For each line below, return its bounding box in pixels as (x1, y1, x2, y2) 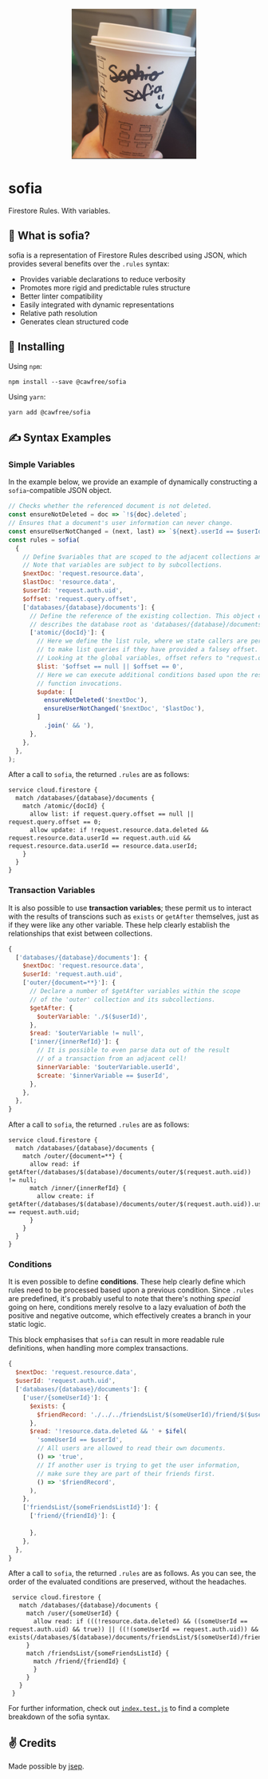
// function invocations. (37, 679, 124, 687)
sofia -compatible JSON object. (8, 486, 112, 495)
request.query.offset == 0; (8, 818, 102, 827)
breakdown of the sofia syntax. (8, 1712, 110, 1721)
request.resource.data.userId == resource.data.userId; (8, 842, 198, 851)
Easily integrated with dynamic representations (19, 299, 175, 309)
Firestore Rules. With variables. (8, 206, 111, 215)
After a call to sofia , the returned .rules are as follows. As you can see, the (8, 1569, 257, 1578)
